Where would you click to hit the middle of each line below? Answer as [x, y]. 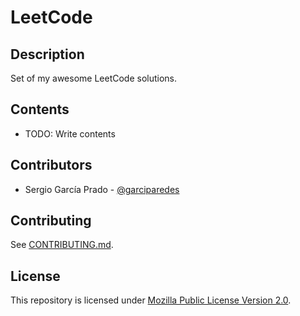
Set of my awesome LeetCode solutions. [94, 78]
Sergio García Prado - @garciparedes [102, 189]
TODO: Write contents [70, 133]
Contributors [51, 165]
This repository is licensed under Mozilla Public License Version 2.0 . [151, 300]
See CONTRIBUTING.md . [62, 245]
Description [47, 54]
